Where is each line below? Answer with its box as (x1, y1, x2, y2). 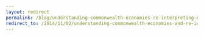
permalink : (5, 15, 33, 21)
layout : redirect (5, 9, 50, 15)
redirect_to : (5, 20, 39, 26)
